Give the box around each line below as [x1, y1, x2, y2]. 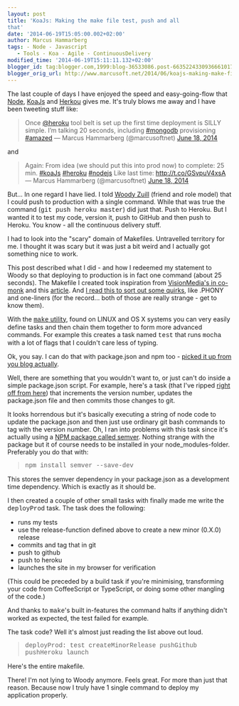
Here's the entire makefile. [7, 662, 85, 670]
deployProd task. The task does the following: [7, 503, 146, 513]
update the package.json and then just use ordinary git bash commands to [7, 417, 225, 426]
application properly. [7, 690, 68, 699]
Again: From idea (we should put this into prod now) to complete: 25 [24, 161, 225, 169]
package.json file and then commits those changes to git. [7, 396, 176, 405]
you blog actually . [7, 360, 59, 368]
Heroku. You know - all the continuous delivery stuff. [7, 220, 161, 229]
